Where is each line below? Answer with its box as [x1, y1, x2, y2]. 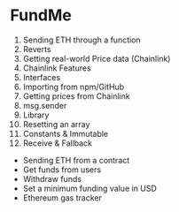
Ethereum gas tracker [22, 192, 103, 203]
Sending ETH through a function [22, 34, 141, 45]
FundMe [10, 5, 72, 26]
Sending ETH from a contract [22, 155, 130, 165]
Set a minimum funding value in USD [22, 183, 158, 193]
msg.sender [22, 100, 67, 110]
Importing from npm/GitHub [22, 81, 125, 92]
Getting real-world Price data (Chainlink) [22, 53, 171, 64]
